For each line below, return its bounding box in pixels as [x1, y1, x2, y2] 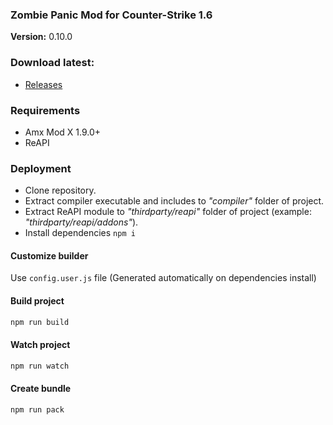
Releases [24, 78, 63, 90]
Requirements [10, 103, 81, 117]
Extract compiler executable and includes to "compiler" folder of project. [24, 195, 325, 207]
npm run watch [10, 361, 70, 371]
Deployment [10, 161, 72, 175]
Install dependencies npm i [24, 227, 136, 239]
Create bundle [10, 383, 72, 395]
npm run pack [10, 404, 65, 415]
